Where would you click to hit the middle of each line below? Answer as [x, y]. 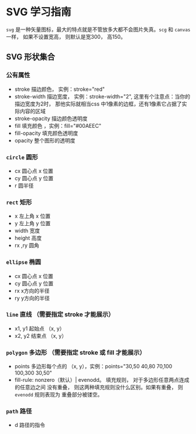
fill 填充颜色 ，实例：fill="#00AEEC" [58, 126]
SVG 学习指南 [39, 12]
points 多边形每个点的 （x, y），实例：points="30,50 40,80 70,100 [93, 367]
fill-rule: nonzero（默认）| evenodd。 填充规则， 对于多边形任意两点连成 [102, 380]
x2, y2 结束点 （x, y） [41, 335]
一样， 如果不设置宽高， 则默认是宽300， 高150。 [66, 36]
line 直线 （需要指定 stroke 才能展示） [60, 314]
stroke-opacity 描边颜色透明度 [51, 118]
